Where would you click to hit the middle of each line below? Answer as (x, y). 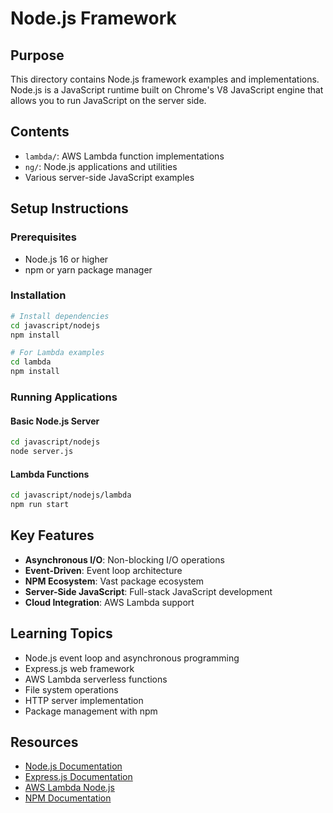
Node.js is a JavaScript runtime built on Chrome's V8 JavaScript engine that (167, 90)
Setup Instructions (69, 208)
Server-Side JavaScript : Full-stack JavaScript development (148, 591)
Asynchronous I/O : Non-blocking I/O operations (124, 559)
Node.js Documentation (73, 766)
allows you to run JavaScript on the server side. (108, 100)
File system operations (71, 689)
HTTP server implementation (84, 700)
